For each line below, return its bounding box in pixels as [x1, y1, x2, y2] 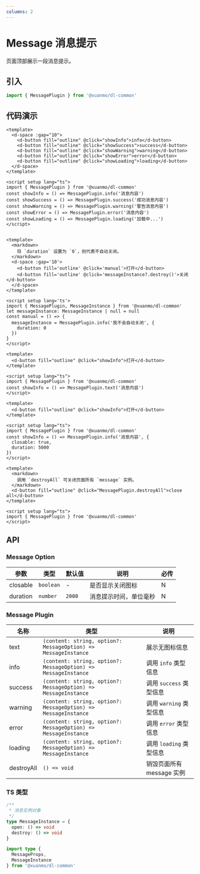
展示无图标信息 [146, 643, 189, 652]
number [38, 593, 58, 599]
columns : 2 [6, 8, 33, 15]
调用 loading [146, 740, 182, 748]
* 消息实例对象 [8, 808, 41, 814]
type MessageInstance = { [6, 818, 70, 824]
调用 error [146, 719, 176, 728]
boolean [38, 581, 61, 588]
